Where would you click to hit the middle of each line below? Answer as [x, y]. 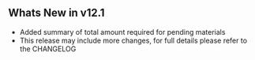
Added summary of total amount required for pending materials [122, 32]
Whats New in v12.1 [56, 13]
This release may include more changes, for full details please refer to [133, 40]
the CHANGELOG [48, 49]
